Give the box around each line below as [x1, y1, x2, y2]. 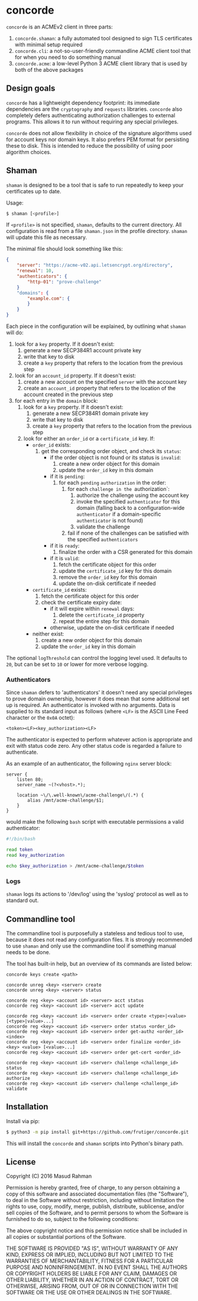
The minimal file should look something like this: [6, 245, 123, 253]
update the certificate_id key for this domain [59, 567, 172, 575]
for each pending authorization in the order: [59, 479, 167, 486]
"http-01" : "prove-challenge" [27, 279, 102, 285]
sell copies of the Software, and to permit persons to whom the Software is [6, 1209, 189, 1216]
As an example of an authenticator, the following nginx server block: [6, 760, 172, 767]
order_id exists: [32, 441, 71, 448]
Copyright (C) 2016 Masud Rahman [6, 1172, 92, 1180]
